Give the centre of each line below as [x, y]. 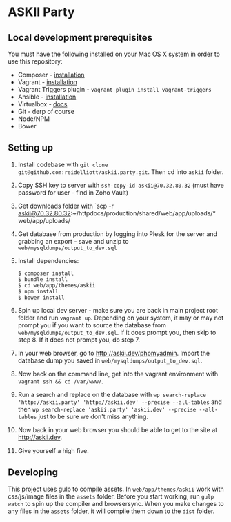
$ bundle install [43, 279]
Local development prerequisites [80, 38]
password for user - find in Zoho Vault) [73, 192]
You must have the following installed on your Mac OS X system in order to [114, 54]
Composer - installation [51, 75]
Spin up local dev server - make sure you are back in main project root [118, 310]
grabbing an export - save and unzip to [73, 241]
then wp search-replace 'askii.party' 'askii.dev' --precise [107, 409]
